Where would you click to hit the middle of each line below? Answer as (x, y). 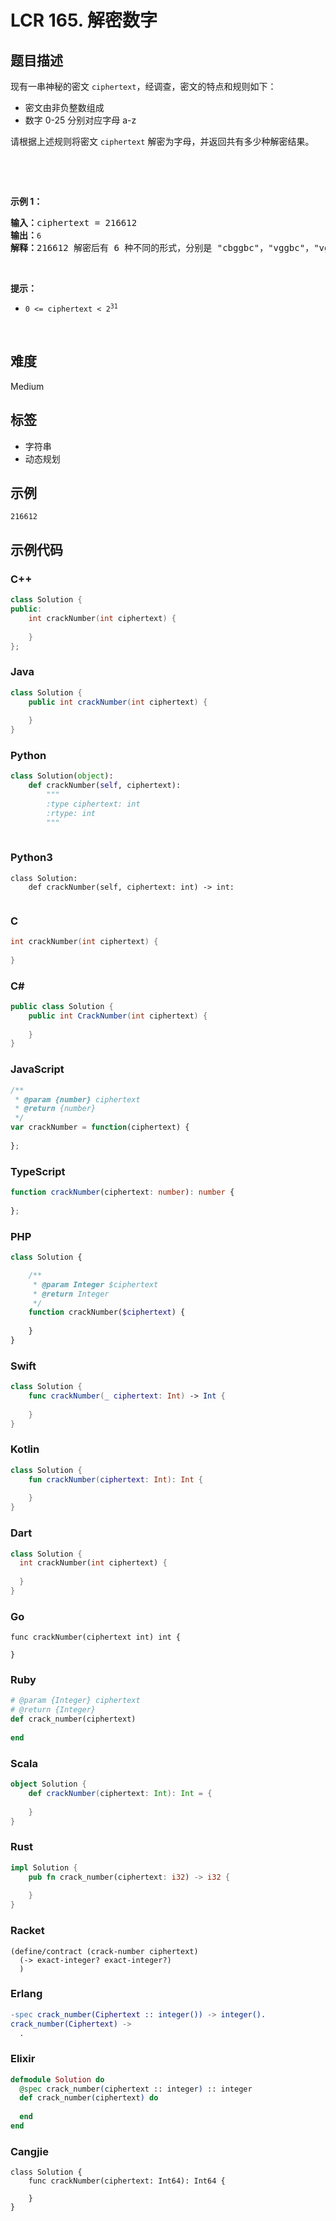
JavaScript (37, 1069)
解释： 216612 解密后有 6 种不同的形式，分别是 (111, 247)
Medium (27, 386)
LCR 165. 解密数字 (84, 20)
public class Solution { (62, 1006)
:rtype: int (71, 813)
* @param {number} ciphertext (77, 1099)
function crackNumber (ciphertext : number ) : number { (122, 1192)
